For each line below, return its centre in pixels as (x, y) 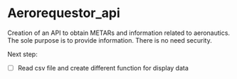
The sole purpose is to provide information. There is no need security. (110, 40)
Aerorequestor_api (64, 13)
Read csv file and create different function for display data (103, 68)
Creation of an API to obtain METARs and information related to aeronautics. (118, 33)
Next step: (22, 54)
